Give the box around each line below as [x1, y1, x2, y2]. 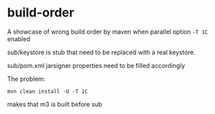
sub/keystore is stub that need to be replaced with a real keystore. [7, 48, 196, 56]
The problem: [7, 74, 46, 83]
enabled [7, 34, 30, 43]
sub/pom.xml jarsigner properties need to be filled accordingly [7, 61, 185, 69]
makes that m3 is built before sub [7, 100, 102, 108]
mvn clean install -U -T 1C [7, 88, 88, 95]
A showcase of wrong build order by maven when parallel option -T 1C [7, 27, 209, 36]
